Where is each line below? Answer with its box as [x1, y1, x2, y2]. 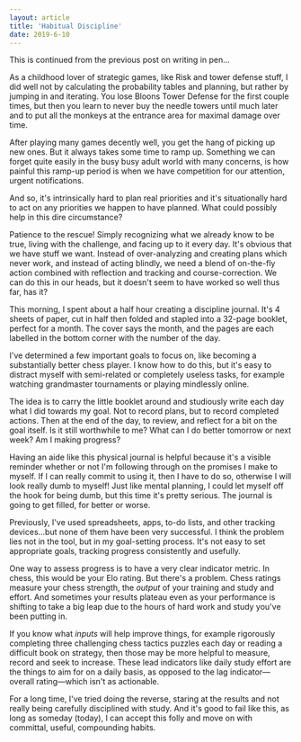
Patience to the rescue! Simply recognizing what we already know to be [9, 229, 275, 240]
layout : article [9, 13, 70, 22]
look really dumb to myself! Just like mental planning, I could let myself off [9, 480, 285, 491]
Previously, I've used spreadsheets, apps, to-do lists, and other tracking [9, 517, 276, 528]
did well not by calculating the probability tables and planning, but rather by [9, 82, 289, 93]
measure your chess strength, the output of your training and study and [9, 582, 274, 594]
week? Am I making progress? [9, 434, 121, 445]
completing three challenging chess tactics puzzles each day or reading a [9, 638, 283, 648]
